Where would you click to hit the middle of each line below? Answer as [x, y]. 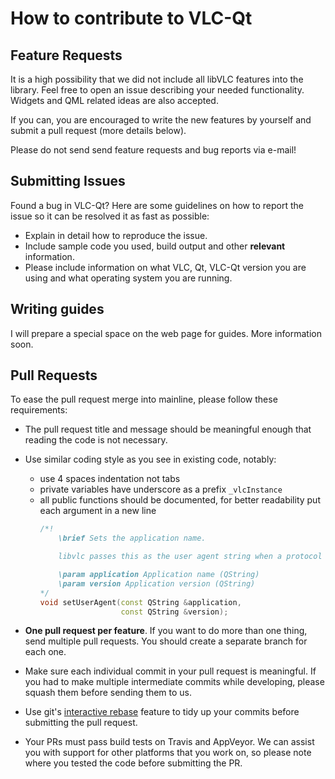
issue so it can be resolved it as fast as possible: [110, 216]
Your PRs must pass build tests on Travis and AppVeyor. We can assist [169, 742]
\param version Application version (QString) [157, 583]
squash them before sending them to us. [108, 693]
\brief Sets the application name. [132, 538]
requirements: [39, 410]
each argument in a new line [98, 511]
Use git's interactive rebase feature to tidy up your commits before [162, 712]
